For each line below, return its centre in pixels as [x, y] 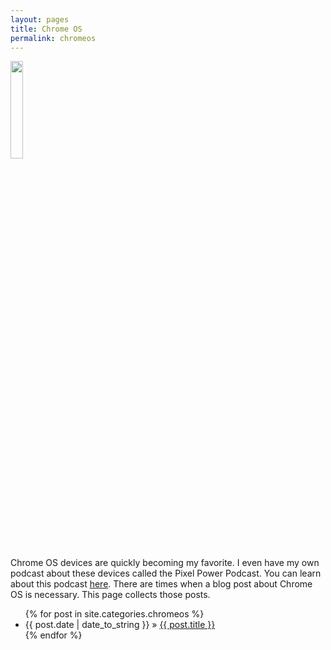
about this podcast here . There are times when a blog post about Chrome [161, 584]
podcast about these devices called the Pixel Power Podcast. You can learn [166, 573]
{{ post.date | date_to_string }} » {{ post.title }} [120, 625]
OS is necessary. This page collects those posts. [110, 595]
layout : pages [40, 19]
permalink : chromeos [53, 38]
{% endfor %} [53, 635]
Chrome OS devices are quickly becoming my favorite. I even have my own [165, 563]
